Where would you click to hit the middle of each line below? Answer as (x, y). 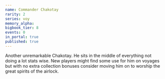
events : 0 (15, 32)
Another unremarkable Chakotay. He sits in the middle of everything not (79, 55)
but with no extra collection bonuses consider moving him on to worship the (82, 66)
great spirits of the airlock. (32, 71)
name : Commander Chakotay (32, 10)
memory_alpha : (20, 23)
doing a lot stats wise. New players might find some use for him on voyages (82, 61)
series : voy (17, 19)
